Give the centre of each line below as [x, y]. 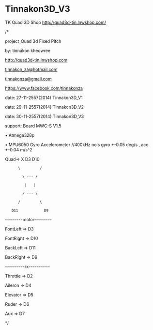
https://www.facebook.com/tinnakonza [44, 88]
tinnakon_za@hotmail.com [31, 69]
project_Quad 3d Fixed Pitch [33, 41]
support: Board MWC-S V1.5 [33, 126]
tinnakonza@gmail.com [28, 79]
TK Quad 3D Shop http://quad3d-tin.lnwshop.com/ [56, 22]
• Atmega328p [20, 135]
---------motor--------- [29, 219]
